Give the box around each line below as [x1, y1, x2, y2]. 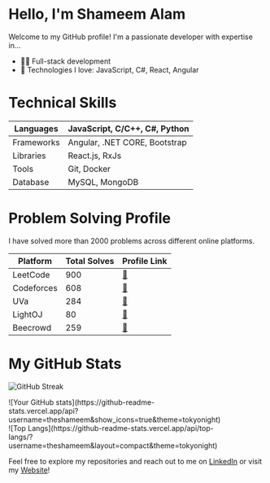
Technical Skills [8, 94, 117, 112]
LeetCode [12, 269, 50, 280]
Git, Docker [67, 163, 111, 174]
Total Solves [65, 255, 115, 266]
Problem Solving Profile [8, 209, 171, 228]
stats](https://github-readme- [55, 397, 155, 407]
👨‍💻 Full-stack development [20, 56, 111, 66]
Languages [14, 123, 59, 134]
